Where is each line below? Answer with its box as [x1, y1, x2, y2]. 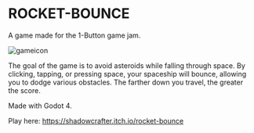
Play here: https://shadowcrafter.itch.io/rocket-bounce [8, 116, 184, 125]
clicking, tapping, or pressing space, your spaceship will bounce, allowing [8, 69, 247, 78]
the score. [8, 85, 41, 95]
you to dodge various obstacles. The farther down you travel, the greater [8, 77, 244, 87]
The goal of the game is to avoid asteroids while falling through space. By [8, 60, 245, 70]
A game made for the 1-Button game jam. [8, 31, 141, 40]
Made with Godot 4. [8, 101, 72, 110]
